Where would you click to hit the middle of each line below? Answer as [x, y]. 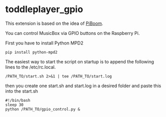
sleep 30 [14, 105]
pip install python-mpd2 [31, 52]
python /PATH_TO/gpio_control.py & [43, 109]
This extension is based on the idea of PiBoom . [54, 23]
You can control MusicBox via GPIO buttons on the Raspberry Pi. [73, 33]
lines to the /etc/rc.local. [31, 67]
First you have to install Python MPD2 [44, 43]
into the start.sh [22, 91]
